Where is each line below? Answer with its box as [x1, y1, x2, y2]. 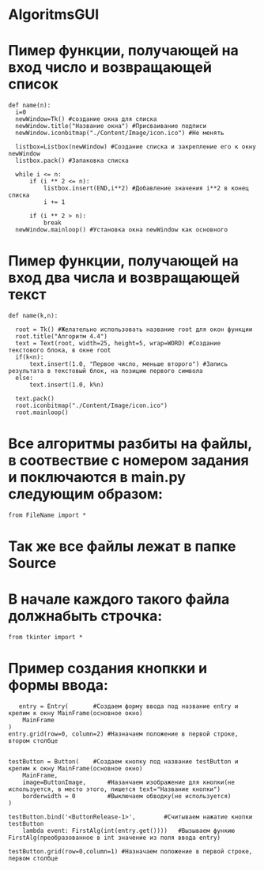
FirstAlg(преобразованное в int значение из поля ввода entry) [8, 834, 221, 842]
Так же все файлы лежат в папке [8, 537, 236, 556]
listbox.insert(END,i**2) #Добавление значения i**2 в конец [43, 184, 249, 193]
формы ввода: [8, 676, 109, 695]
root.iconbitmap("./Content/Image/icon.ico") [15, 401, 168, 410]
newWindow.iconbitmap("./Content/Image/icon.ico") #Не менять [15, 129, 224, 137]
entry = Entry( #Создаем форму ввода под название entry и [18, 702, 239, 710]
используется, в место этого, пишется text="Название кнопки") [8, 785, 221, 793]
